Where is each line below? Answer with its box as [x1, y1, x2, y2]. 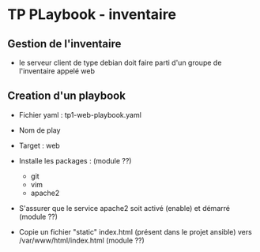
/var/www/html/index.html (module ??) [18, 235, 145, 245]
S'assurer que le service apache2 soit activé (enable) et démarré [18, 203, 231, 213]
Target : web [18, 141, 60, 150]
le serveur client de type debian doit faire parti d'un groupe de [18, 58, 222, 67]
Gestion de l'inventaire [7, 37, 122, 51]
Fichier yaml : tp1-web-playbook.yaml [18, 110, 141, 119]
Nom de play [18, 125, 61, 135]
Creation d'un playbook [7, 89, 126, 103]
